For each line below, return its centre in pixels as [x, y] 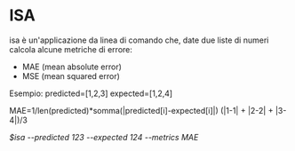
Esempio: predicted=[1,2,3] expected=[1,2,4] [91, 93]
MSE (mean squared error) [71, 75]
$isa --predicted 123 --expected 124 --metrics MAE [104, 137]
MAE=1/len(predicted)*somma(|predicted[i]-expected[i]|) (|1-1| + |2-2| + [141, 110]
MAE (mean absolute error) [72, 67]
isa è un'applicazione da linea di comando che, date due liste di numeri [139, 40]
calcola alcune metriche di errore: [71, 49]
